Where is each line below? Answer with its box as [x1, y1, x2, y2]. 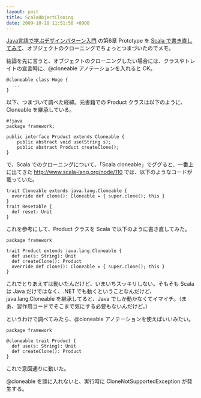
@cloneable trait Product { [6, 338, 77, 344]
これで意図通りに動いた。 [6, 365, 70, 372]
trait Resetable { [6, 204, 52, 210]
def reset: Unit [11, 209, 52, 215]
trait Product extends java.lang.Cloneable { [6, 248, 122, 254]
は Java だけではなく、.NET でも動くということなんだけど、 [6, 288, 155, 295]
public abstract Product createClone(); [17, 145, 119, 151]
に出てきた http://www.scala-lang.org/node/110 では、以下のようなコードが [6, 169, 193, 176]
